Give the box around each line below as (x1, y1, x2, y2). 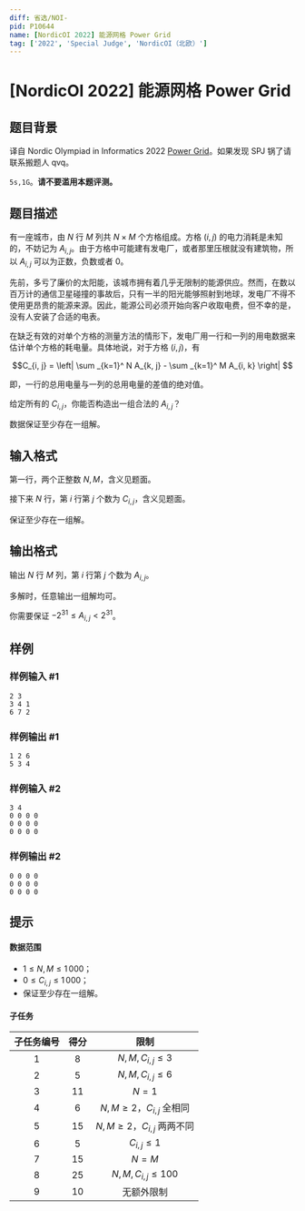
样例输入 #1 (9, 670, 59, 683)
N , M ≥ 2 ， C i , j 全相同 (100, 1101, 191, 1115)
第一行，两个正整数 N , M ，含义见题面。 (9, 474, 156, 485)
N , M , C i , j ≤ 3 (117, 1052, 172, 1066)
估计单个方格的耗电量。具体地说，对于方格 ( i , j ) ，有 (9, 341, 201, 352)
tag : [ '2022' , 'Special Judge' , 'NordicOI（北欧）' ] (9, 38, 208, 48)
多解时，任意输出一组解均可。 (9, 590, 121, 601)
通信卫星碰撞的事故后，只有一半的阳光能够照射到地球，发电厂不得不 (40, 288, 296, 299)
